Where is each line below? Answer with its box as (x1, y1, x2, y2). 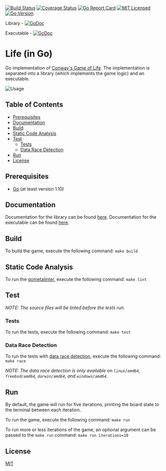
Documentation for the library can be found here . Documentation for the (5, 214, 157, 220)
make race (5, 359, 26, 364)
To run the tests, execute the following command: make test (5, 329, 131, 335)
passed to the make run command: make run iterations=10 (5, 432, 129, 438)
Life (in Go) (5, 48, 52, 60)
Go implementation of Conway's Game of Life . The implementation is (5, 64, 150, 71)
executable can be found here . (5, 220, 70, 226)
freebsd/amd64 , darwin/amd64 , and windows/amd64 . (5, 373, 108, 379)
